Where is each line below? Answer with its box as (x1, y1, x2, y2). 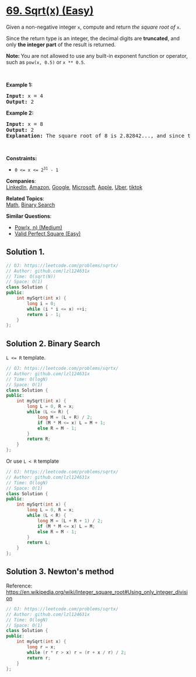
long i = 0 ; (27, 300, 57, 307)
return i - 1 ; (27, 311, 61, 317)
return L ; (27, 539, 51, 545)
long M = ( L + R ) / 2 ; (37, 414, 93, 420)
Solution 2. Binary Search (6, 338, 100, 349)
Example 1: (6, 81, 33, 88)
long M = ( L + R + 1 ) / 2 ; (37, 518, 103, 524)
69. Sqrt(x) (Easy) (6, 4, 94, 18)
